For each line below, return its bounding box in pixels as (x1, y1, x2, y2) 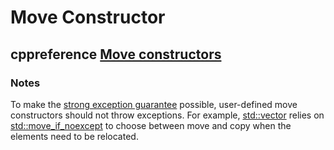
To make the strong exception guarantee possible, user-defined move (10, 98, 298, 110)
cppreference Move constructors (10, 46, 222, 63)
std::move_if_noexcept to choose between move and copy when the (10, 119, 292, 131)
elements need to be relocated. (10, 130, 139, 142)
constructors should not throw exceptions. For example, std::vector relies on (10, 109, 325, 121)
